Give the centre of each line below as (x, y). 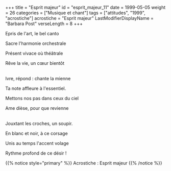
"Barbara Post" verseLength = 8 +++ (44, 23)
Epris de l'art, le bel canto (32, 33)
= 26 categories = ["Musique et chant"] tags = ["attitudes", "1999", (75, 13)
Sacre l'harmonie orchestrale (36, 43)
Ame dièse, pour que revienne (37, 108)
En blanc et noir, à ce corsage (36, 133)
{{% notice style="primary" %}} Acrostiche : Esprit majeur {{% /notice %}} (84, 163)
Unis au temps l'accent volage (37, 143)
